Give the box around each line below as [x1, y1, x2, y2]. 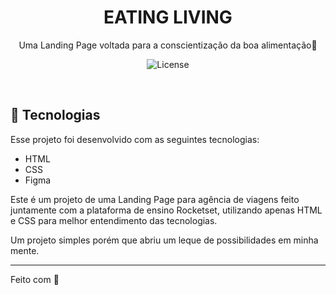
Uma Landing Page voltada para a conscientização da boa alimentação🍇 [18, 39, 318, 51]
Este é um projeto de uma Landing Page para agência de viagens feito [10, 193, 300, 205]
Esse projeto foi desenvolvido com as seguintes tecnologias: [10, 133, 260, 145]
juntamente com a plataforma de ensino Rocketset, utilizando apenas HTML [10, 204, 323, 216]
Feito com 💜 [10, 273, 60, 285]
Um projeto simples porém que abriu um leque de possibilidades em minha [10, 234, 319, 246]
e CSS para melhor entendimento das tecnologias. [10, 214, 218, 226]
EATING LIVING [103, 6, 233, 29]
